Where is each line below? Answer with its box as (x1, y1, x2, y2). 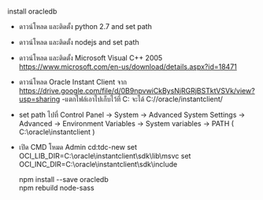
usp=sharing (18, 94, 61, 104)
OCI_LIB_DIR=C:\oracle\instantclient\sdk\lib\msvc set (18, 151, 191, 160)
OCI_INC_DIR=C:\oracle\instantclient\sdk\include (18, 160, 178, 169)
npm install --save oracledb (18, 175, 109, 184)
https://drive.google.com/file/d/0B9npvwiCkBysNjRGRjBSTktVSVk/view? (18, 86, 255, 95)
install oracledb (7, 7, 57, 16)
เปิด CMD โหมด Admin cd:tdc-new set (18, 143, 138, 151)
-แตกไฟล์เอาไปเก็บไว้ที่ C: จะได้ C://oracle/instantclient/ (61, 94, 224, 104)
